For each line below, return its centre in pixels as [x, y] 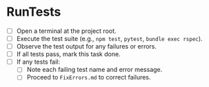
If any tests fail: [38, 62]
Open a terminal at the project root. [66, 31]
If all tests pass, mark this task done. [69, 54]
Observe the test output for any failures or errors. [86, 47]
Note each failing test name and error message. [94, 70]
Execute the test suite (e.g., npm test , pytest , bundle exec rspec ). [109, 39]
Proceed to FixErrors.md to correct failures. [89, 77]
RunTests [34, 12]
